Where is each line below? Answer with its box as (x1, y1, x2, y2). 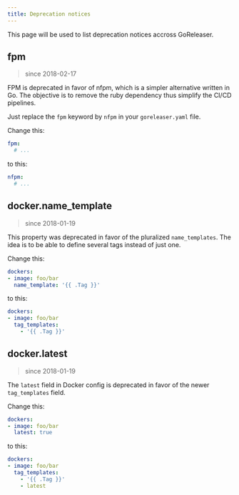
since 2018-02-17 (24, 69, 77, 79)
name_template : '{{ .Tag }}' (14, 281, 101, 289)
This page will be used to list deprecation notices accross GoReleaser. (7, 30, 214, 39)
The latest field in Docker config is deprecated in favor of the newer (7, 380, 210, 389)
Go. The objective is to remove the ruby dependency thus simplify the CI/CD (7, 91, 232, 100)
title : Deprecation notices (7, 10, 91, 18)
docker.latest (7, 348, 68, 360)
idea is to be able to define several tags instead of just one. (7, 240, 181, 249)
